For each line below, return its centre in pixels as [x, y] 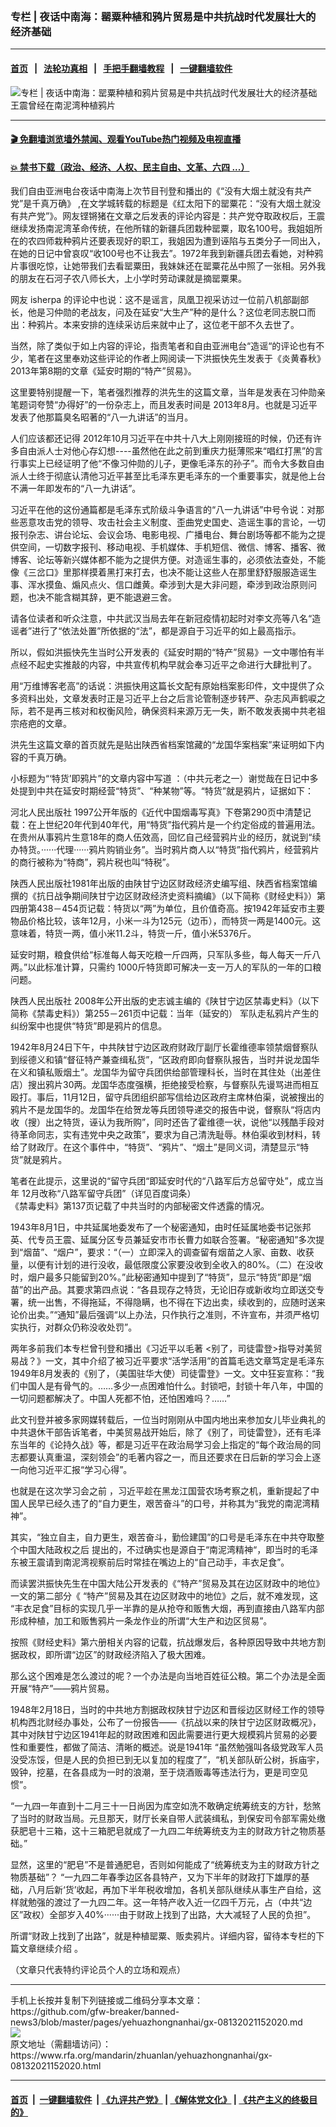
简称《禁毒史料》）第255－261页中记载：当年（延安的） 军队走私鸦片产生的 [164, 1014]
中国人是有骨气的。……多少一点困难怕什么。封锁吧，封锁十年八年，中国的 [171, 1386]
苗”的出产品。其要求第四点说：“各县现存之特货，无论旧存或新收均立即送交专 [167, 1290]
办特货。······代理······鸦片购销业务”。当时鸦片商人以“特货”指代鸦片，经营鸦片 [165, 850]
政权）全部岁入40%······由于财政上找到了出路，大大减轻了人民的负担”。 [170, 1915]
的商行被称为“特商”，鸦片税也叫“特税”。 [92, 862]
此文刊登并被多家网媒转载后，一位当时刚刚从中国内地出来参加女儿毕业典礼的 [168, 1420]
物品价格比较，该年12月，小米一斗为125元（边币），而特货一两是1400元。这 [166, 921]
